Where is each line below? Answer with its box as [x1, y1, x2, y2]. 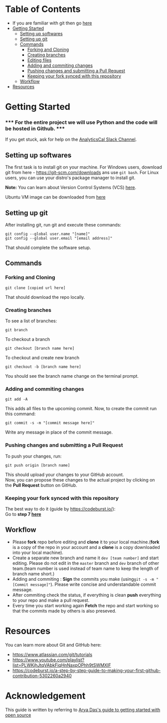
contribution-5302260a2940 [12, 673, 72, 679]
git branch [5, 328, 28, 333]
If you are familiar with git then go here [12, 20, 92, 26]
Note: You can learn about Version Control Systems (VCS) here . [5, 185, 136, 191]
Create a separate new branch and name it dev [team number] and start [12, 555, 159, 561]
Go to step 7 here [5, 511, 41, 517]
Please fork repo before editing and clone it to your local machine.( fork [12, 539, 160, 545]
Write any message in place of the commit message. [5, 429, 113, 435]
